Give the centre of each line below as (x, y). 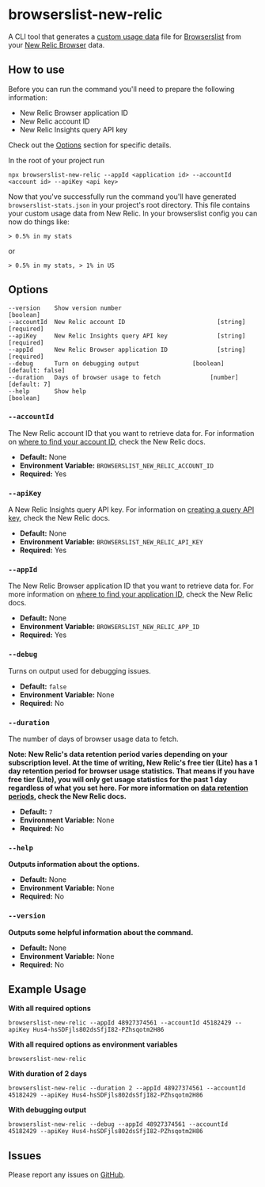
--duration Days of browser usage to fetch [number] (123, 377)
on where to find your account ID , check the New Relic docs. (107, 441)
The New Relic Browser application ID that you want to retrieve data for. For (131, 586)
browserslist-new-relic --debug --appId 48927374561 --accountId (118, 1124)
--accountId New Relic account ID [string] (127, 322)
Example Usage (47, 989)
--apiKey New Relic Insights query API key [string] (127, 336)
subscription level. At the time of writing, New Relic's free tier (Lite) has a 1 (133, 763)
